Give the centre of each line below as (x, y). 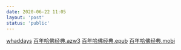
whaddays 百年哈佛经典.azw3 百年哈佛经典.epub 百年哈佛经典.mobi (91, 41)
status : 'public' (28, 23)
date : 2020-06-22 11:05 (36, 12)
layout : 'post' (25, 17)
